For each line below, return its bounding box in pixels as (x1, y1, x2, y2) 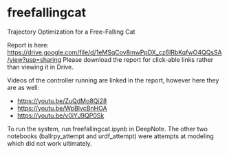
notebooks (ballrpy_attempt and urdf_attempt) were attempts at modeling (7, 132, 215, 140)
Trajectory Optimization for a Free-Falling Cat (7, 27, 135, 36)
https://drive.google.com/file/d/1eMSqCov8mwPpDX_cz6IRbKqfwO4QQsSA (7, 48, 222, 56)
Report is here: (7, 41, 50, 49)
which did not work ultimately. (7, 139, 93, 147)
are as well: (7, 83, 40, 91)
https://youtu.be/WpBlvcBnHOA (17, 104, 108, 112)
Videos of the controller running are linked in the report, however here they (7, 76, 219, 84)
